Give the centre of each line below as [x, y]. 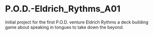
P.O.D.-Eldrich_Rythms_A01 [63, 9]
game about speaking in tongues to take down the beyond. [64, 27]
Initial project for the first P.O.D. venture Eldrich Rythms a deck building [77, 22]
